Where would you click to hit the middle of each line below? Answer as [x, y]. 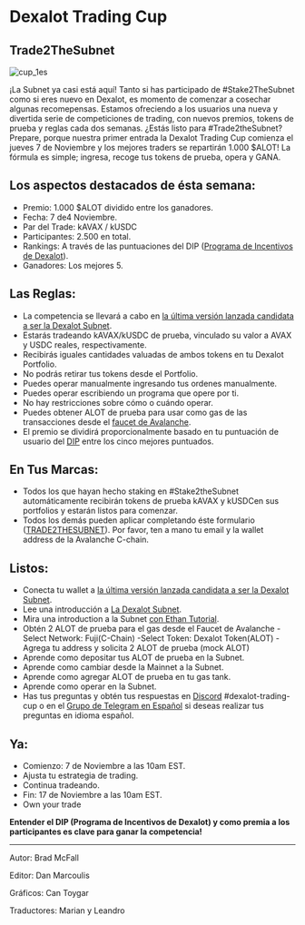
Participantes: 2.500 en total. [77, 236]
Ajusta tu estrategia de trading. [80, 776]
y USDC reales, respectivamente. [84, 344]
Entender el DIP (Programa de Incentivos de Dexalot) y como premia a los [150, 822]
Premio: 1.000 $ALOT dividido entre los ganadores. [118, 207]
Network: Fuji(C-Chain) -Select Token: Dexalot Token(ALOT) [161, 638]
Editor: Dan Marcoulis [50, 876]
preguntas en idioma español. [78, 715]
